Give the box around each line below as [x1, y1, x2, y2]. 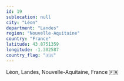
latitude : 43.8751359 [6, 42, 59, 48]
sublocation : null [6, 14, 51, 20]
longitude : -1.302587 [6, 47, 59, 53]
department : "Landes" [6, 25, 59, 31]
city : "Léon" [6, 19, 38, 25]
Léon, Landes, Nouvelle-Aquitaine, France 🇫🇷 [6, 68, 119, 75]
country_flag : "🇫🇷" [6, 52, 56, 58]
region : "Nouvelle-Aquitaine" [6, 31, 81, 36]
